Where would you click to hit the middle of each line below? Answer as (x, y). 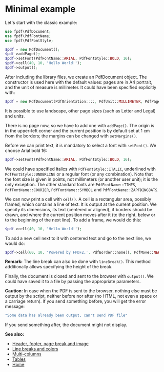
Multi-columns (27, 354)
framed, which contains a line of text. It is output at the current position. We (81, 204)
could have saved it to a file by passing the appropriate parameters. (73, 282)
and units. (15, 116)
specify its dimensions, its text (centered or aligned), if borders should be (79, 209)
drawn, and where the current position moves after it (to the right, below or (80, 215)
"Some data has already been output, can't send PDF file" (66, 316)
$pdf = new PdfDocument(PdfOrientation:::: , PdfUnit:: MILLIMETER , (74, 101)
